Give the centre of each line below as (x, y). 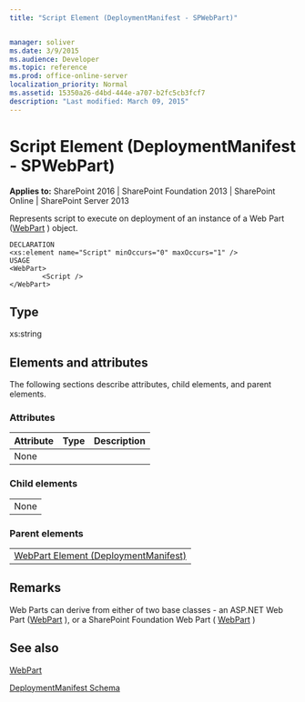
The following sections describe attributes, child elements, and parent (140, 385)
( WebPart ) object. (44, 227)
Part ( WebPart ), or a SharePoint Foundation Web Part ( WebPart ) (132, 619)
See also (34, 648)
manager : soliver (42, 42)
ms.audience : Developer (55, 59)
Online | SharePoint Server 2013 (69, 200)
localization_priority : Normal (69, 85)
